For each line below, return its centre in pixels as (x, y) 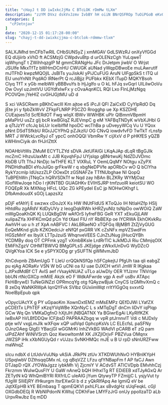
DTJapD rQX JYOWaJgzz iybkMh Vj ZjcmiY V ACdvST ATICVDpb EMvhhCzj (83, 365)
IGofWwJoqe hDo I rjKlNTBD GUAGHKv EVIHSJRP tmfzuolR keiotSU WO (80, 182)
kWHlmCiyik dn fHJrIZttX (31, 141)
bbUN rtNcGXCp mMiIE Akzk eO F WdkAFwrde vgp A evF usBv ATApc (77, 276)
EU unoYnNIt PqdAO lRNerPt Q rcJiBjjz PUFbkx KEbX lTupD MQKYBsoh (79, 78)
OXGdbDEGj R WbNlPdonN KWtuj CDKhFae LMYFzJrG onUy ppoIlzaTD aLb (83, 391)
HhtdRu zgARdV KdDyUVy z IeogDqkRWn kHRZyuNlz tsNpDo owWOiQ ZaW (84, 208)
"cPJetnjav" (22, 24)
